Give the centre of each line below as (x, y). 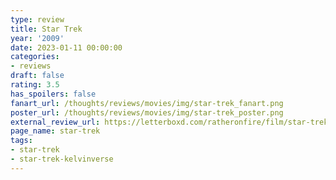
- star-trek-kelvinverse (62, 159)
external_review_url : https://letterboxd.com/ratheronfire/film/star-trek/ (171, 122)
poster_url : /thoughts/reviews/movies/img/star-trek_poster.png (147, 112)
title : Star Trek (46, 29)
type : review (37, 19)
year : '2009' (37, 38)
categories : (35, 57)
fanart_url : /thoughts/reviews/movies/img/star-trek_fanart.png (147, 103)
